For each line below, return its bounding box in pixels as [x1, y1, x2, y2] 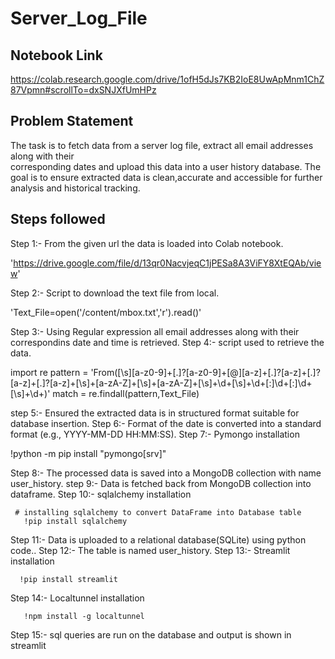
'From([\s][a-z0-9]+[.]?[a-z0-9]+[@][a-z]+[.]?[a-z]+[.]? [90, 366, 321, 378]
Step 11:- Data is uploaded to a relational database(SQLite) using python [10, 533, 307, 546]
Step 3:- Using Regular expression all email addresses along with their [10, 325, 300, 337]
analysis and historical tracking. [10, 182, 141, 194]
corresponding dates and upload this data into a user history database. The [10, 160, 322, 172]
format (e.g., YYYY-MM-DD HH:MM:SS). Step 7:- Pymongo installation [10, 428, 300, 440]
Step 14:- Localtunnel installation [10, 592, 145, 604]
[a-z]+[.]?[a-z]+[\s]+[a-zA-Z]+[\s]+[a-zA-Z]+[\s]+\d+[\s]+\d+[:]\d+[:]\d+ [10, 377, 313, 389]
